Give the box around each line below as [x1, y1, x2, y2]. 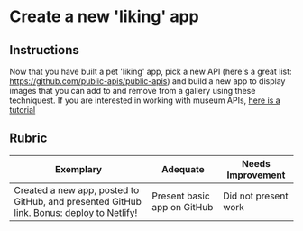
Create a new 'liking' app [9, 6, 200, 27]
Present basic [151, 189, 210, 202]
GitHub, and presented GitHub [14, 195, 142, 208]
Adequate [161, 162, 205, 175]
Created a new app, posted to [14, 183, 140, 196]
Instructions [9, 42, 79, 58]
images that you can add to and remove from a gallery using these [9, 86, 256, 96]
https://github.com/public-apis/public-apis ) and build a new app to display [9, 76, 286, 87]
